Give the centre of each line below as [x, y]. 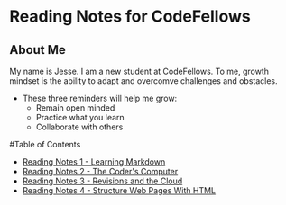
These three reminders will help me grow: [100, 98]
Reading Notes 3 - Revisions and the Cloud [102, 181]
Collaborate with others [79, 127]
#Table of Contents [45, 144]
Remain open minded [75, 108]
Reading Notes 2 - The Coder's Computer [100, 171]
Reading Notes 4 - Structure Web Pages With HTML [119, 190]
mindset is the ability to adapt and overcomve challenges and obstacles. [143, 81]
